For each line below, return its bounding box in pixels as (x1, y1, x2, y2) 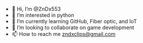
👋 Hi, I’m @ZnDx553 (11, 6, 61, 12)
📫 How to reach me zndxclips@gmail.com (11, 31, 116, 37)
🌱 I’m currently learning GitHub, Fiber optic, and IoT (11, 18, 137, 24)
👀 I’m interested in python (11, 12, 74, 19)
